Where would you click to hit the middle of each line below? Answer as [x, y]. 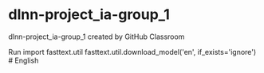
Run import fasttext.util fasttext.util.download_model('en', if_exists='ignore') [132, 52]
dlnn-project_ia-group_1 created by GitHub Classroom [97, 36]
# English [24, 60]
